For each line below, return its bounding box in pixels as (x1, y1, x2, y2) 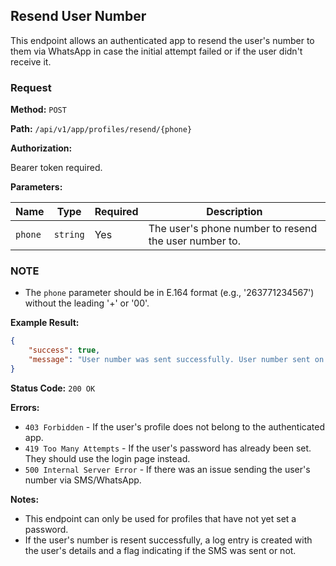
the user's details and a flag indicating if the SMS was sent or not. (24, 544, 297, 556)
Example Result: (10, 317, 80, 329)
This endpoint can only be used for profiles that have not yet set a (24, 512, 297, 524)
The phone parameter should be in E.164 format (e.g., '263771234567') (24, 287, 315, 299)
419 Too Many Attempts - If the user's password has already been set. (24, 442, 312, 454)
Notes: (10, 493, 40, 505)
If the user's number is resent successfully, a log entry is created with (24, 534, 313, 546)
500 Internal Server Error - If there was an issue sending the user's (24, 463, 311, 475)
